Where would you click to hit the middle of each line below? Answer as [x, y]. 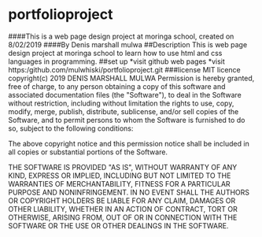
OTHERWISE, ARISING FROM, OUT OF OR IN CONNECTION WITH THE [123, 217]
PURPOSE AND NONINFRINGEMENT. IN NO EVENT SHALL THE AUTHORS [129, 192]
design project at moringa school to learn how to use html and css [115, 53]
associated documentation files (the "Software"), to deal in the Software [125, 94]
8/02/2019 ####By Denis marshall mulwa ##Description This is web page [128, 44]
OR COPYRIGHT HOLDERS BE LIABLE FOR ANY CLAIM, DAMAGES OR [122, 200]
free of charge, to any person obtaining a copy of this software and [117, 86]
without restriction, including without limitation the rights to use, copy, [121, 103]
